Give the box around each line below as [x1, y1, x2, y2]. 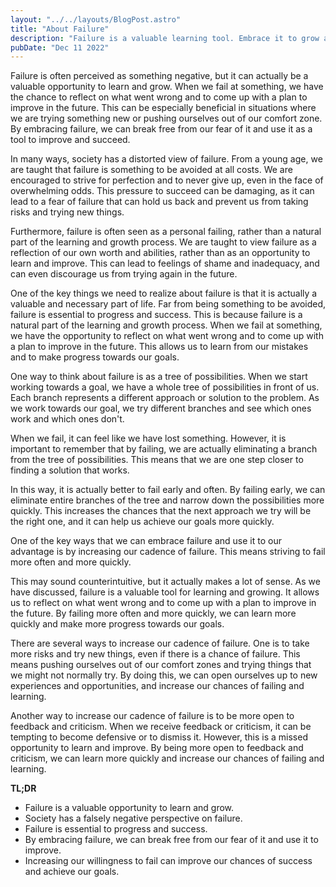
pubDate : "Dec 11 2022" [10, 42, 110, 53]
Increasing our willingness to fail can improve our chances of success [24, 855, 313, 867]
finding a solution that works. [10, 464, 130, 476]
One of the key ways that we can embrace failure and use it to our [10, 535, 282, 547]
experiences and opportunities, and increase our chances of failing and [10, 680, 305, 692]
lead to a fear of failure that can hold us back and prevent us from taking [10, 196, 309, 208]
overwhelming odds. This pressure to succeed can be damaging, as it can [10, 185, 315, 197]
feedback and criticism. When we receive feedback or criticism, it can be [10, 721, 312, 733]
